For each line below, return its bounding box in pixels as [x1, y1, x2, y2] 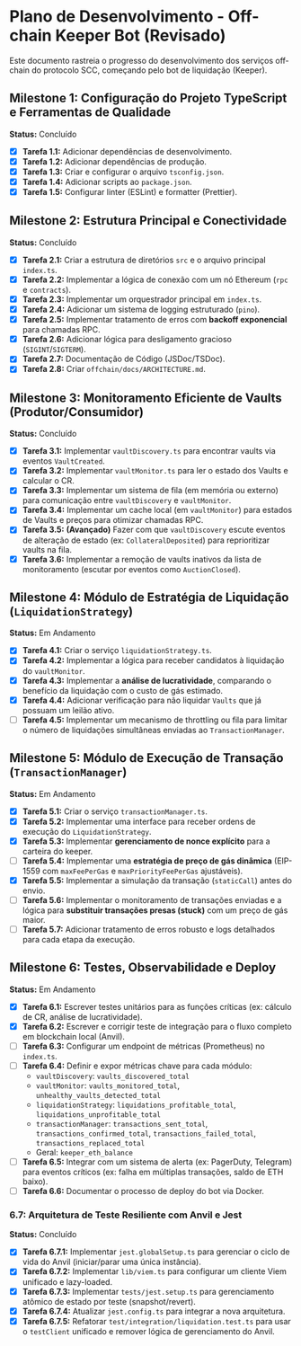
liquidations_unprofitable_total [35, 1111, 162, 1120]
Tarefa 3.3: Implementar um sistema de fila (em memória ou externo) [22, 485, 279, 496]
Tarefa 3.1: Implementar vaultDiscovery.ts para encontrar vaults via [22, 446, 276, 456]
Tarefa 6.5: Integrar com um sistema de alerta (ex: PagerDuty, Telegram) [22, 1156, 293, 1167]
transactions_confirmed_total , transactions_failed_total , [35, 1128, 257, 1138]
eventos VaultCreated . [22, 456, 105, 466]
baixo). [22, 1176, 49, 1187]
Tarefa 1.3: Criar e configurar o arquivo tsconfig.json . [22, 166, 225, 177]
